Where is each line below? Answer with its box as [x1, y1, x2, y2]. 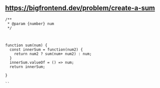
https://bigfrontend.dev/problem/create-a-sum [5, 4, 155, 12]
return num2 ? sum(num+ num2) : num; [14, 51, 92, 56]
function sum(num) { [5, 43, 48, 48]
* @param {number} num [7, 21, 54, 26]
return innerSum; [9, 64, 46, 69]
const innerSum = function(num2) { [9, 47, 83, 52]
